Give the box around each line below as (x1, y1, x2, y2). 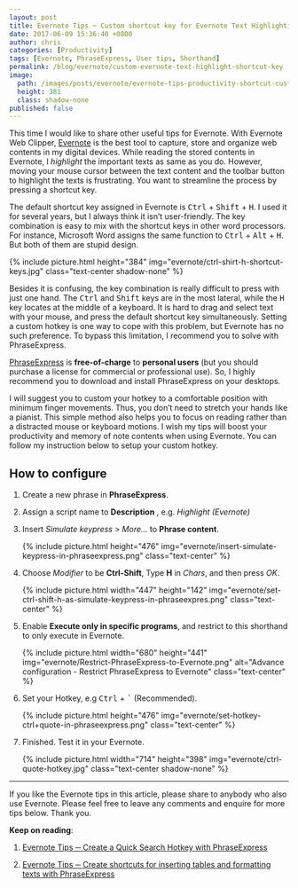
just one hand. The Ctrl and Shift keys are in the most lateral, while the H (9, 293, 286, 303)
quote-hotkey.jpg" (21, 764, 89, 774)
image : (9, 71, 34, 80)
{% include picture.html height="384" (9, 256, 148, 267)
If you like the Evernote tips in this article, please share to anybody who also (9, 789, 287, 799)
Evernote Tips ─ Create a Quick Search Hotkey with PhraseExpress (21, 842, 268, 853)
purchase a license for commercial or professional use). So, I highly (9, 366, 255, 377)
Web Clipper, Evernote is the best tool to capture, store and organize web (9, 138, 278, 148)
